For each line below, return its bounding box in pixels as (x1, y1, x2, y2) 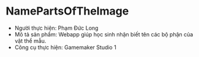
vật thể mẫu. (14, 37, 47, 44)
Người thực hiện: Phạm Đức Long (14, 24, 99, 32)
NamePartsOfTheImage (6, 4, 129, 18)
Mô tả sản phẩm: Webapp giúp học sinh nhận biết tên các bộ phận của (14, 30, 193, 38)
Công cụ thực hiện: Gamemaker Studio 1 (14, 44, 117, 51)
